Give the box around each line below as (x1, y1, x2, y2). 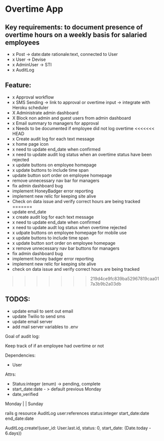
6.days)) (5, 430, 22, 436)
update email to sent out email (12, 308, 73, 314)
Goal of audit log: (5, 333, 40, 339)
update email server (12, 318, 53, 324)
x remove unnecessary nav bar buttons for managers (12, 245, 120, 251)
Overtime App (5, 3, 64, 15)
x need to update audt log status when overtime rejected (12, 224, 127, 230)
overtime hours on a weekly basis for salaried (5, 30, 147, 39)
